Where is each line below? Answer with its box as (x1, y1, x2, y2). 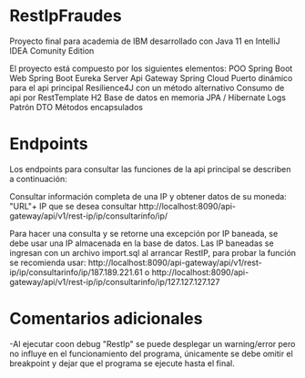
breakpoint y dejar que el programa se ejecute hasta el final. (9, 357, 235, 369)
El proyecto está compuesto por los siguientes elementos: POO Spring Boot (9, 63, 293, 74)
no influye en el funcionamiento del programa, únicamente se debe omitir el (9, 348, 293, 359)
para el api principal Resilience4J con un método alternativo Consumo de (9, 82, 285, 93)
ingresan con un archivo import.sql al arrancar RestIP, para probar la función (9, 247, 297, 258)
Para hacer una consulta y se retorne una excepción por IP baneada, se (9, 228, 279, 239)
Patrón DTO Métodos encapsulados (9, 101, 144, 112)
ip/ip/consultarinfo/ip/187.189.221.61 (9, 266, 143, 278)
